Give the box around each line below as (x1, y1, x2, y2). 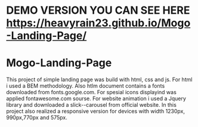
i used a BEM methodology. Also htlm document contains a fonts (6, 82, 165, 89)
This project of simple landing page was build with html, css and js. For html (6, 76, 193, 83)
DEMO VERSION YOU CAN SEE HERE (6, 4, 190, 17)
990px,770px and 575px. (6, 114, 67, 121)
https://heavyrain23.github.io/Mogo (6, 16, 191, 30)
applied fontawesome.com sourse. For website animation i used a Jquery (6, 95, 187, 102)
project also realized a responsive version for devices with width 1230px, (6, 108, 185, 115)
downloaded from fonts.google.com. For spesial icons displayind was (6, 89, 177, 96)
